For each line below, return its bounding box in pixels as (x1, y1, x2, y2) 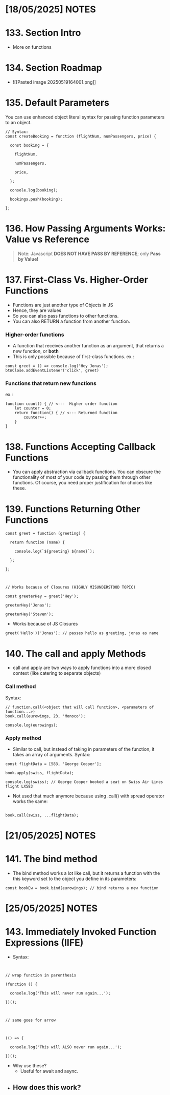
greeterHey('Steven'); (5, 612, 54, 617)
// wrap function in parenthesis (5, 973, 77, 978)
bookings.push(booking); (10, 197, 63, 202)
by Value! (17, 256, 39, 262)
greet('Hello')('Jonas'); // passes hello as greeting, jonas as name (5, 631, 159, 636)
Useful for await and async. (20, 1068, 78, 1074)
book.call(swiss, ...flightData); (5, 812, 79, 818)
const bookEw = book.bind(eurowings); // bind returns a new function (5, 886, 159, 891)
